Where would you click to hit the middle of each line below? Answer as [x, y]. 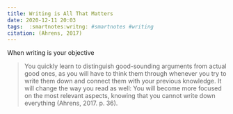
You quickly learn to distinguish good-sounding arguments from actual [125, 66]
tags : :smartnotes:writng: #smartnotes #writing [81, 26]
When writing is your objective [51, 53]
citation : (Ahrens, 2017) [45, 33]
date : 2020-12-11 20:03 [42, 20]
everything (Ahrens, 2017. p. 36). [71, 103]
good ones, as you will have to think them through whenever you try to [125, 74]
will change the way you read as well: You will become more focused [123, 88]
